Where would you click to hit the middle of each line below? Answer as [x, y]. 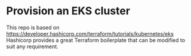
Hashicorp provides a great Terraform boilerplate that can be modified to [96, 40]
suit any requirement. [32, 46]
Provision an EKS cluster [68, 11]
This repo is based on [33, 27]
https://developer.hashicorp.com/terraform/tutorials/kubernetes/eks [90, 33]
